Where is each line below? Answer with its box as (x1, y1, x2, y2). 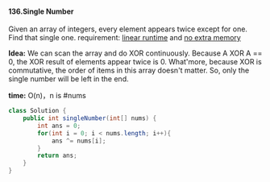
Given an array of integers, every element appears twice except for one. (8, 24, 248, 34)
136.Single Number (8, 6, 74, 16)
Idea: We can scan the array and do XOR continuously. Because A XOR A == (8, 48, 263, 58)
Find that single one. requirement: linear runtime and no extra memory (8, 33, 242, 43)
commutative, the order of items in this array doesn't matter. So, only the (8, 65, 250, 76)
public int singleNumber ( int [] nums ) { (23, 114, 157, 122)
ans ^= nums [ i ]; (51, 137, 106, 145)
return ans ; (37, 151, 78, 160)
